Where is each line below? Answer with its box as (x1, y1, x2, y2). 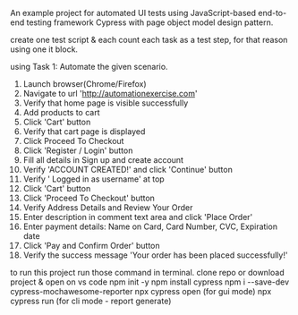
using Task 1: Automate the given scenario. (10, 62, 168, 72)
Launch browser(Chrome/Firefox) (22, 79, 147, 89)
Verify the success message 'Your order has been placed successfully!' (22, 250, 288, 260)
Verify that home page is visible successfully (22, 98, 189, 108)
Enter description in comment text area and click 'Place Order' (22, 212, 253, 222)
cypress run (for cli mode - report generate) (10, 295, 172, 306)
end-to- (257, 8, 287, 18)
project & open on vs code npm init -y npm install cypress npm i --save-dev (10, 277, 290, 287)
